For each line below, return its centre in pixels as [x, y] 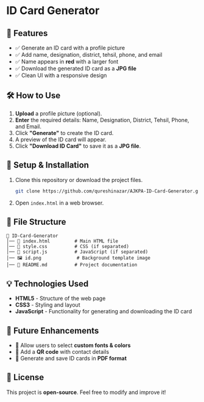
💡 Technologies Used [47, 284]
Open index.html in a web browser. [59, 203]
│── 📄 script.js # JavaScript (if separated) [77, 252]
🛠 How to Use [33, 96]
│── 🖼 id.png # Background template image [79, 258]
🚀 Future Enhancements [53, 331]
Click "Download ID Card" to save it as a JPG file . [78, 146]
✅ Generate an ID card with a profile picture [70, 48]
